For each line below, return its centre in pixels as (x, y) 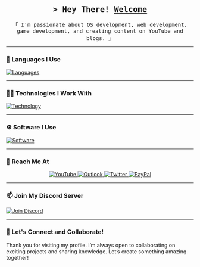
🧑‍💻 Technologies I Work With (49, 94)
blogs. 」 (100, 38)
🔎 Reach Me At (28, 162)
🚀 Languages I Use (34, 59)
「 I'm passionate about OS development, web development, (100, 24)
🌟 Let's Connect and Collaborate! (55, 232)
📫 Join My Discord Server (45, 195)
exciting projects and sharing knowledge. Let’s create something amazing (96, 251)
